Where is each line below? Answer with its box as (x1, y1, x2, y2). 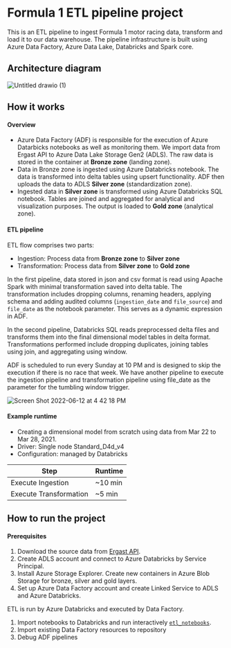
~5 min (95, 489, 118, 498)
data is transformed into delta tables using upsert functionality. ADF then (17, 173, 225, 181)
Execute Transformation (10, 489, 89, 498)
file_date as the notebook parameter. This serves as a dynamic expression (7, 304, 223, 313)
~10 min (95, 478, 123, 487)
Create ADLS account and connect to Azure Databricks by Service (17, 554, 207, 563)
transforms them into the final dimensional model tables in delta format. (7, 333, 211, 341)
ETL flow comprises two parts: (7, 240, 95, 249)
